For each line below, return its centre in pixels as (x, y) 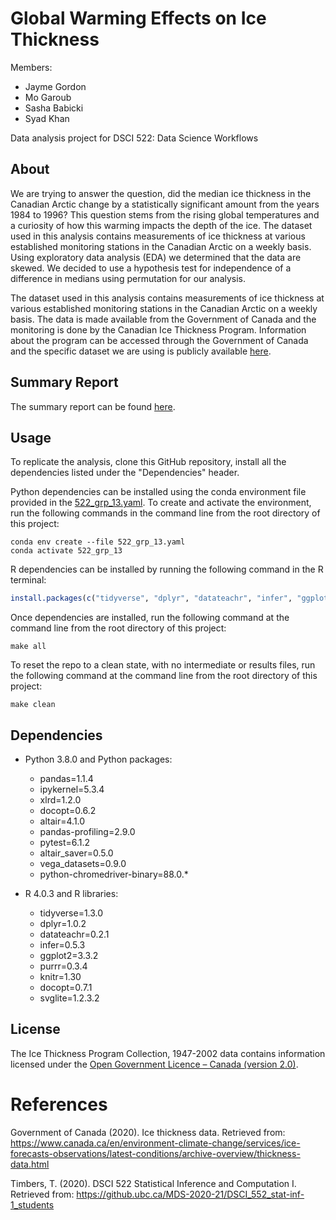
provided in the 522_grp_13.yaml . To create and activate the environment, (161, 503)
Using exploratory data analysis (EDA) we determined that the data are (156, 257)
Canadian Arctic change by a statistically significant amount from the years (165, 204)
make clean (33, 705)
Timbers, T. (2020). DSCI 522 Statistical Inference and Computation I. (153, 1183)
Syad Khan (47, 118)
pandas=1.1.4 (66, 779)
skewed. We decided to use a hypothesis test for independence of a (151, 268)
